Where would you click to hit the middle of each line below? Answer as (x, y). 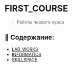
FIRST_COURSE (36, 9)
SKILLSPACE (24, 60)
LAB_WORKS (25, 49)
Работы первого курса (40, 22)
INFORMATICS (26, 54)
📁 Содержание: (29, 37)
